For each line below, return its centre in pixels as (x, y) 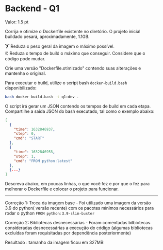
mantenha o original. (25, 73)
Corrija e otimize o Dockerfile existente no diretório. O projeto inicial (73, 31)
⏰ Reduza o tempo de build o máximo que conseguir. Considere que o (75, 53)
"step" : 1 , (25, 156)
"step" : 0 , (25, 134)
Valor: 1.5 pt (17, 22)
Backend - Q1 (32, 9)
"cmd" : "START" (29, 138)
